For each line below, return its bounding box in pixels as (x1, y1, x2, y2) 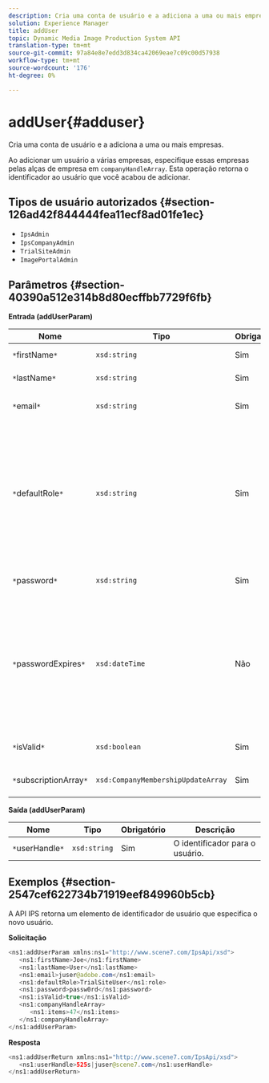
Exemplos (8, 875, 58, 889)
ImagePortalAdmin (19, 256, 78, 265)
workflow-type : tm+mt (8, 57, 81, 65)
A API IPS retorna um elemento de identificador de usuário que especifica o (8, 909, 258, 919)
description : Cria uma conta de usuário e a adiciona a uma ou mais (8, 11, 242, 20)
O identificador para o (173, 838, 256, 849)
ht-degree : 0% (8, 71, 56, 79)
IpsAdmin (19, 230, 50, 239)
